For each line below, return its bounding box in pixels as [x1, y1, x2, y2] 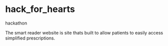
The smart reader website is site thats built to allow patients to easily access [5, 29, 163, 35]
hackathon [5, 20, 28, 26]
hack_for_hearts [5, 3, 75, 15]
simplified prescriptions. [5, 35, 55, 41]
